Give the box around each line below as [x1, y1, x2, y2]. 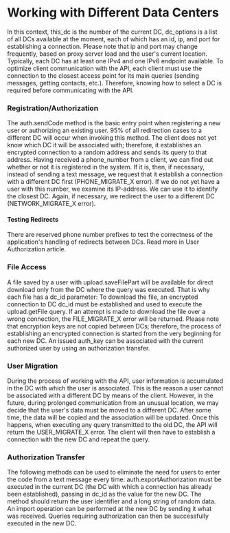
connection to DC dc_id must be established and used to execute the [7, 300, 203, 308]
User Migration [7, 361, 58, 370]
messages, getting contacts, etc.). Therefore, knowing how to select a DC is [7, 79, 222, 87]
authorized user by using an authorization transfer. [7, 344, 150, 352]
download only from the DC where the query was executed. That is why [7, 285, 211, 293]
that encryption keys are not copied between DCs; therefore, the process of [7, 322, 222, 330]
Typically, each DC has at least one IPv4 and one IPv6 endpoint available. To [7, 56, 224, 65]
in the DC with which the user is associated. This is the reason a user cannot [7, 384, 224, 393]
